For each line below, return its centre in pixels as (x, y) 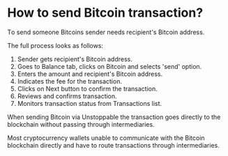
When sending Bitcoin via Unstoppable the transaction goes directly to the (114, 117)
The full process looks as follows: (55, 45)
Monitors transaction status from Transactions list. (90, 103)
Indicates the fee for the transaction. (69, 81)
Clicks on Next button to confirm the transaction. (88, 88)
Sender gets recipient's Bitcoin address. (75, 59)
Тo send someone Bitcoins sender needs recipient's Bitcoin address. (106, 32)
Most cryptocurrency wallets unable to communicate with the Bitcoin (106, 138)
